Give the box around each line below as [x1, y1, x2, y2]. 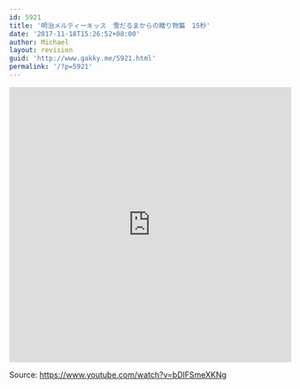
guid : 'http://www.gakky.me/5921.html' [9, 54, 157, 63]
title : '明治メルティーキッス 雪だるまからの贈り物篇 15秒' [9, 21, 211, 30]
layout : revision [9, 46, 73, 55]
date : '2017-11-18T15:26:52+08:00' [9, 29, 141, 38]
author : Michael [9, 37, 69, 47]
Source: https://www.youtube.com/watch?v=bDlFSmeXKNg [9, 369, 227, 380]
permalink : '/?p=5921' [9, 63, 93, 72]
